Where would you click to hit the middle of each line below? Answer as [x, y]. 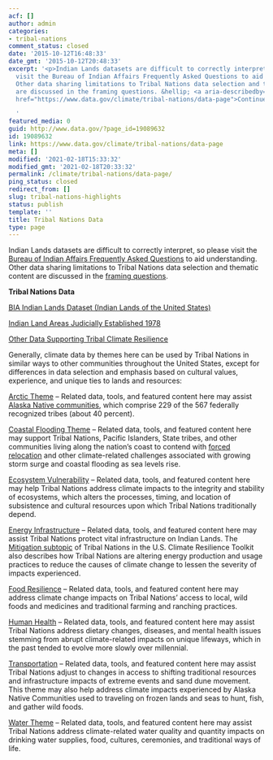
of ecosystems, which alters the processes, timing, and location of [120, 497]
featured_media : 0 [39, 122]
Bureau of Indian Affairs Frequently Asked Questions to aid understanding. [133, 259]
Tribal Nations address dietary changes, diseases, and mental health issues [135, 631]
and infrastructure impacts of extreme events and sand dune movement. [130, 681]
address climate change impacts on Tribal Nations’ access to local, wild [128, 597]
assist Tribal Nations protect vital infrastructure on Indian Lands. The [123, 539]
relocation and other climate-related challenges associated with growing [130, 455]
